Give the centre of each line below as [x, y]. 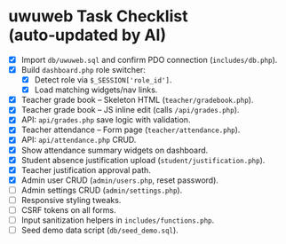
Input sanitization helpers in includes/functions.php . [118, 220]
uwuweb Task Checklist [98, 16]
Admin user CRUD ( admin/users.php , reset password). [120, 180]
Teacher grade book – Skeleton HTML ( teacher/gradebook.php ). [137, 100]
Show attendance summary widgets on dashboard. [115, 150]
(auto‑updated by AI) [87, 35]
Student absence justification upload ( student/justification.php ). [143, 160]
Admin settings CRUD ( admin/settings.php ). [102, 190]
